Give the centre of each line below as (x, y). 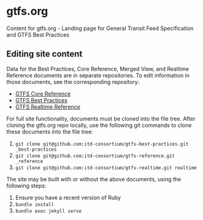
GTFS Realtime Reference (48, 107)
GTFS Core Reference (43, 94)
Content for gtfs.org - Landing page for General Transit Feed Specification (100, 28)
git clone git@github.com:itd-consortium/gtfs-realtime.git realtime (106, 168)
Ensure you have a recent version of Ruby (68, 197)
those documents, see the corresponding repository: (73, 82)
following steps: (26, 186)
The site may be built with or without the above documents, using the (94, 179)
